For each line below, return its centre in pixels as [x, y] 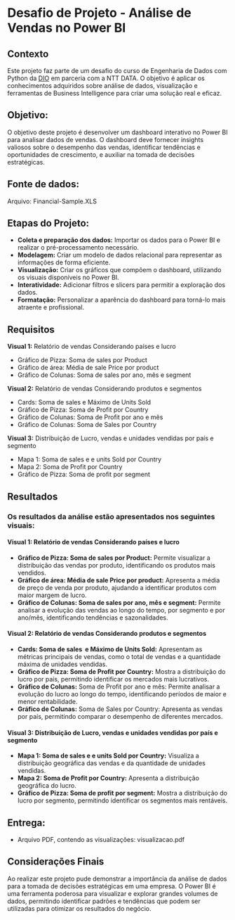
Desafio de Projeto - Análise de [99, 13]
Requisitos [31, 330]
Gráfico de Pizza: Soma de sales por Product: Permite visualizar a [114, 558]
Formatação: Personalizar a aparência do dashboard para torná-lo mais [121, 300]
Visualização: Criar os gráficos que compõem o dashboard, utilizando [119, 270]
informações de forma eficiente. [64, 262]
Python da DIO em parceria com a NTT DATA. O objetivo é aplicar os [106, 78]
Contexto [28, 54]
